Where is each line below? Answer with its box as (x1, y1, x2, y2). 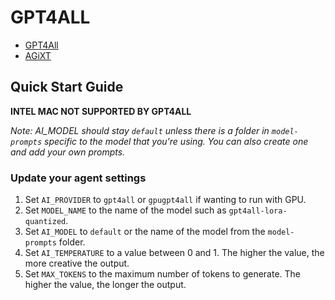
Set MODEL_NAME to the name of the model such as (24, 204, 227, 216)
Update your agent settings (10, 171, 147, 185)
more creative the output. (24, 257, 130, 270)
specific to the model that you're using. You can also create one (44, 135, 309, 147)
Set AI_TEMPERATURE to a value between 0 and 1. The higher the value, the (24, 247, 325, 259)
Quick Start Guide (10, 79, 124, 96)
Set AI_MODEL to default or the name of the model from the (24, 226, 266, 238)
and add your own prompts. (10, 146, 126, 158)
